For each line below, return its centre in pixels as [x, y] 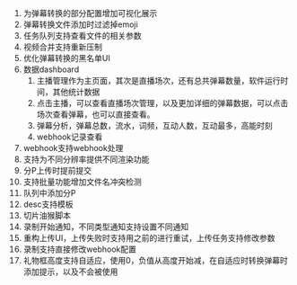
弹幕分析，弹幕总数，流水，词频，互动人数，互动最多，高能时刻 [154, 125]
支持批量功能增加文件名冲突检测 [82, 182]
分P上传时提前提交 [57, 170]
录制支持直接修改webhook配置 [80, 249]
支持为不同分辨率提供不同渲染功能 [86, 159]
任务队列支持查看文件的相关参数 [82, 36]
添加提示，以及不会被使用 [70, 272]
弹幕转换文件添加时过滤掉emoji [80, 24]
